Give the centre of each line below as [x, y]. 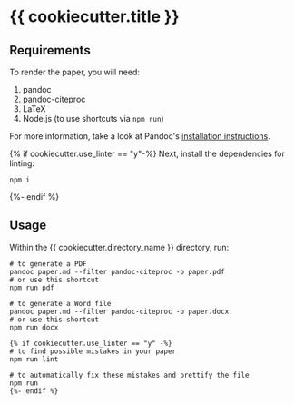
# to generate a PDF [49, 264]
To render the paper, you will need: [75, 72]
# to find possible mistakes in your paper [93, 351]
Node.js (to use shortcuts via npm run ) [93, 118]
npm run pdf [32, 288]
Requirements [50, 50]
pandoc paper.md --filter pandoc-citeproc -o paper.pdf [117, 271]
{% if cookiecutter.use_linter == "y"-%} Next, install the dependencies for [147, 153]
